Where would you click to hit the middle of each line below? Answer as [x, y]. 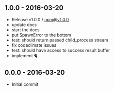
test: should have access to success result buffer [61, 50]
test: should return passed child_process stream [60, 40]
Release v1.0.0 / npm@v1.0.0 [40, 19]
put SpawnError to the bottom [41, 35]
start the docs [25, 30]
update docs [24, 25]
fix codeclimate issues [34, 45]
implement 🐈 [25, 55]
